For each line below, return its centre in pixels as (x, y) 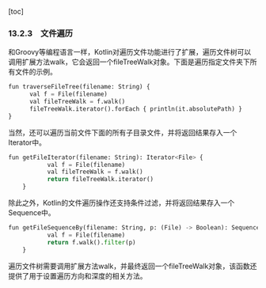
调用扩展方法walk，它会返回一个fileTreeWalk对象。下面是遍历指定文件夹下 (129, 62)
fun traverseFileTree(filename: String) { (79, 87)
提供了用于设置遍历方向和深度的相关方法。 (78, 275)
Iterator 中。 (27, 142)
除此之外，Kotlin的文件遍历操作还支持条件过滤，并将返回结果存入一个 (122, 203)
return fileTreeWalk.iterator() (101, 180)
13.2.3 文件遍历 (41, 33)
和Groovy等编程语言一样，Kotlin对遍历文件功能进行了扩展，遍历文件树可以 (130, 52)
